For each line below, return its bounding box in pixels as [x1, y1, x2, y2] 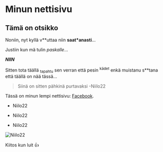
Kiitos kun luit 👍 [5, 142, 39, 148]
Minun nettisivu [5, 4, 72, 15]
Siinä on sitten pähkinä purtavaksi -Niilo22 [17, 83, 106, 89]
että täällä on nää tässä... [5, 73, 57, 80]
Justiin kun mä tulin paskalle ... [5, 47, 68, 52]
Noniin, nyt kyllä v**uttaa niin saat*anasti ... [5, 37, 96, 43]
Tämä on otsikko [5, 24, 59, 32]
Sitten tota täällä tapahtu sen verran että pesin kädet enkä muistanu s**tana [5, 66, 158, 74]
